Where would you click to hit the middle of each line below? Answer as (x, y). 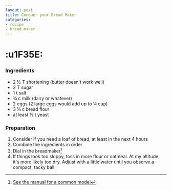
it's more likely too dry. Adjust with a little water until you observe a (83, 162)
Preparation (20, 128)
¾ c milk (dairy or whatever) (42, 98)
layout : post (19, 10)
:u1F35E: (24, 55)
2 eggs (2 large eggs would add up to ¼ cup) (60, 104)
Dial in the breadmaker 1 (37, 150)
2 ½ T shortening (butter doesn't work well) (59, 82)
